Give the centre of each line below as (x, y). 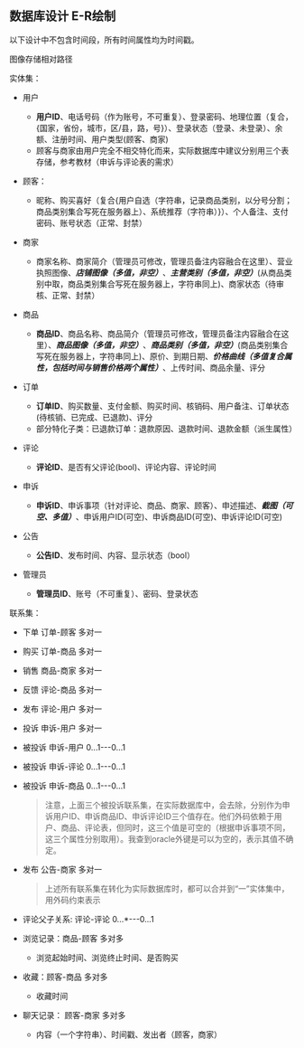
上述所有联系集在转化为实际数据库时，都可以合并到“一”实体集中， (167, 888)
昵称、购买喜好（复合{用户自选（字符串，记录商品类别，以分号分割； (164, 200)
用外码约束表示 (73, 900)
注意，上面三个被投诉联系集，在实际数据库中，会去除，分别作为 (163, 805)
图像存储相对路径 (41, 59)
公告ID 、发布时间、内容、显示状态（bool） (115, 555)
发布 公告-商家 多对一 (62, 869)
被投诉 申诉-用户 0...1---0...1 (74, 747)
